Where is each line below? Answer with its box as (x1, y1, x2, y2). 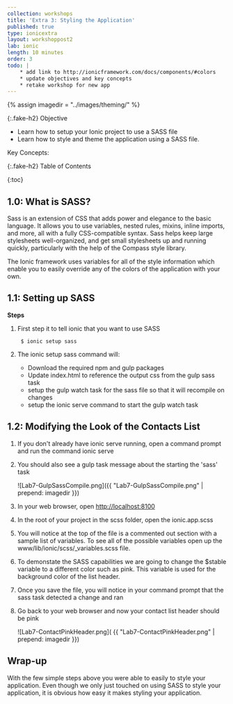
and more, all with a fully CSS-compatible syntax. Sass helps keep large (7, 229, 214, 238)
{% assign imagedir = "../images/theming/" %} (7, 100, 140, 109)
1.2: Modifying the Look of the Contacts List (7, 421, 200, 433)
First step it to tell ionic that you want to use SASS (17, 324, 161, 332)
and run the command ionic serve (17, 447, 114, 455)
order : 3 (7, 56, 33, 63)
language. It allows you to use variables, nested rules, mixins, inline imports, (7, 222, 225, 230)
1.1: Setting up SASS (7, 292, 95, 304)
